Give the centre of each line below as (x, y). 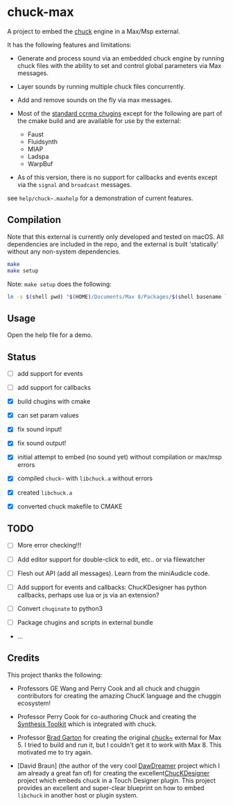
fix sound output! (42, 443)
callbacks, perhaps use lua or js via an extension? (88, 595)
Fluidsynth (42, 141)
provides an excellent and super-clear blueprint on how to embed (111, 788)
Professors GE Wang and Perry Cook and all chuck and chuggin (108, 688)
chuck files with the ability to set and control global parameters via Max (119, 65)
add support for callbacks (54, 388)
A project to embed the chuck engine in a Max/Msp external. (94, 31)
